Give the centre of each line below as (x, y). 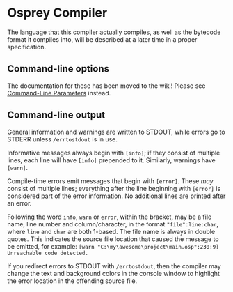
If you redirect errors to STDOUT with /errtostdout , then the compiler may (114, 266)
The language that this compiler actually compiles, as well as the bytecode (114, 32)
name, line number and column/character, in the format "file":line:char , (113, 224)
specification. (27, 47)
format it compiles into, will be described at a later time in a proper (102, 39)
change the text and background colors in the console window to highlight (114, 273)
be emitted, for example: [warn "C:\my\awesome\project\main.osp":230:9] (113, 246)
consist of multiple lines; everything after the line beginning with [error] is (114, 188)
